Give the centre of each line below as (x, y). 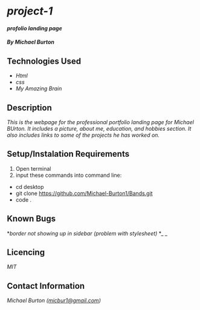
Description (29, 107)
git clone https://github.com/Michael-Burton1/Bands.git (84, 193)
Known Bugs (31, 219)
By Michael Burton (31, 42)
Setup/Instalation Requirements (68, 154)
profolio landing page (34, 28)
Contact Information (46, 286)
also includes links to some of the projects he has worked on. (83, 135)
